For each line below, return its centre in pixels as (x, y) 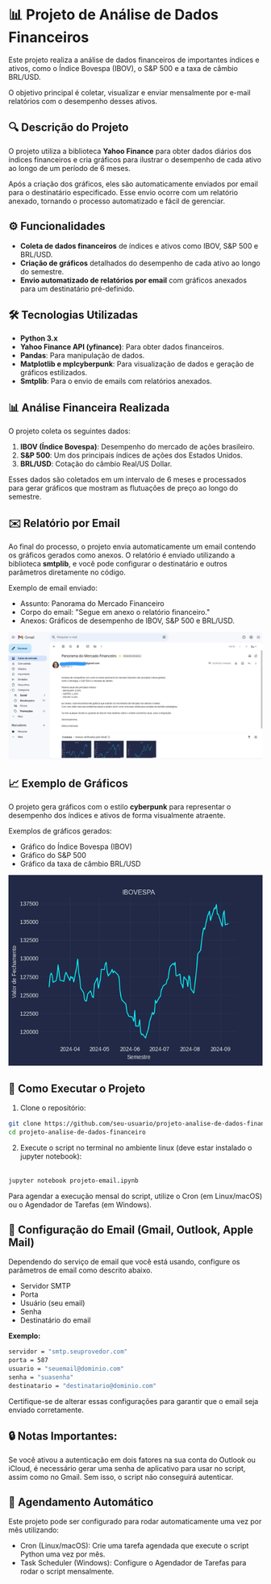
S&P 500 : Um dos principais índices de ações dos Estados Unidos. (131, 455)
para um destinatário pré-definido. (77, 288)
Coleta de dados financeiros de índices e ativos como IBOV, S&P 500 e (139, 245)
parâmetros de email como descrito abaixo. (81, 1270)
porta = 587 (28, 1360)
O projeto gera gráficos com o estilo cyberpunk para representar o (120, 807)
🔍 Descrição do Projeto (69, 128)
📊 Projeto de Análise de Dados (114, 15)
